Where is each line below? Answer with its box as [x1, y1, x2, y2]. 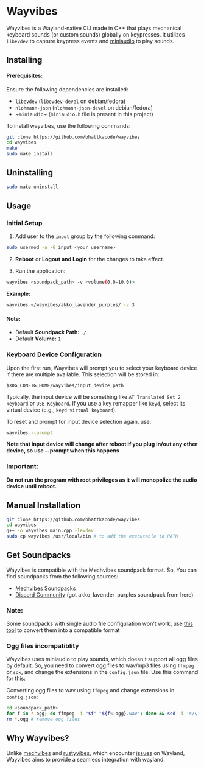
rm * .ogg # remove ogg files [6, 717, 80, 723]
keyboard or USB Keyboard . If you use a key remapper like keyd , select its [6, 399, 186, 407]
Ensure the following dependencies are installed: [6, 85, 128, 93]
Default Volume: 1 [15, 335, 61, 342]
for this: [6, 675, 26, 683]
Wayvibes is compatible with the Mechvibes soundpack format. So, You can [6, 566, 197, 574]
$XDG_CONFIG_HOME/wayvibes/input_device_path [6, 382, 124, 388]
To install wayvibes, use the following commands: [6, 122, 131, 129]
